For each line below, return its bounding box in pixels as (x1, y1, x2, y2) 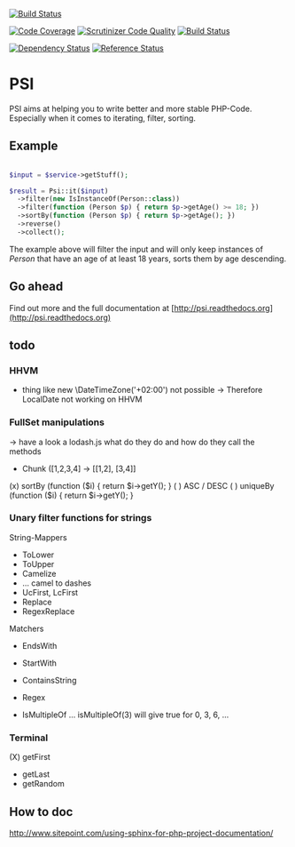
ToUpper (21, 558, 55, 569)
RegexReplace (21, 605, 75, 617)
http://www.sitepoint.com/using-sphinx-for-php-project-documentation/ (9, 827, 274, 838)
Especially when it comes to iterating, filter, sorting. (9, 112, 197, 124)
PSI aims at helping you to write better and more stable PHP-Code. (9, 103, 252, 114)
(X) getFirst (9, 752, 50, 763)
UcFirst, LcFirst (21, 587, 78, 597)
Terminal (9, 731, 49, 744)
